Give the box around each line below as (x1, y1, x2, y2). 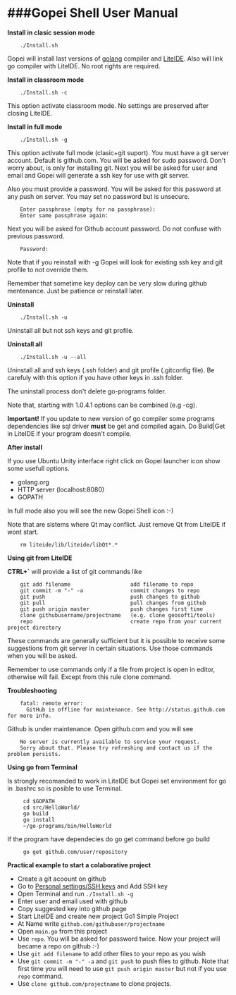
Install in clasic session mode (7, 28, 95, 37)
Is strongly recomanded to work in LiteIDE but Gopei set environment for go (7, 776, 227, 785)
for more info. (7, 712, 52, 719)
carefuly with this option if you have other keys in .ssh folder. (7, 373, 185, 381)
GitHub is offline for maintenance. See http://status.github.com (25, 706, 225, 713)
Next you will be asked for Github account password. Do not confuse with (7, 224, 222, 233)
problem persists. (7, 750, 61, 757)
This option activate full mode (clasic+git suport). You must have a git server (7, 148, 230, 157)
